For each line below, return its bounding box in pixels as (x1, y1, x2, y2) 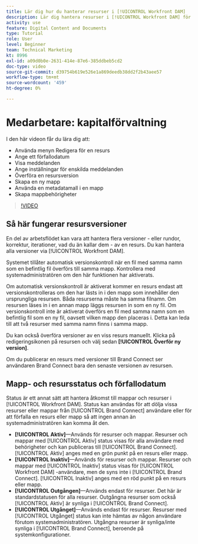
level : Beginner (6, 42, 46, 48)
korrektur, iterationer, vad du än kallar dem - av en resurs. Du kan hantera (6, 241, 184, 248)
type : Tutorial (6, 31, 44, 37)
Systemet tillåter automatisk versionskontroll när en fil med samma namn (6, 259, 183, 266)
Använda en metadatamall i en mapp (14, 184, 104, 192)
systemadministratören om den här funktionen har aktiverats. (6, 271, 154, 278)
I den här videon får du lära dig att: (6, 135, 90, 142)
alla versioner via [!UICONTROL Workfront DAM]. (6, 247, 125, 254)
